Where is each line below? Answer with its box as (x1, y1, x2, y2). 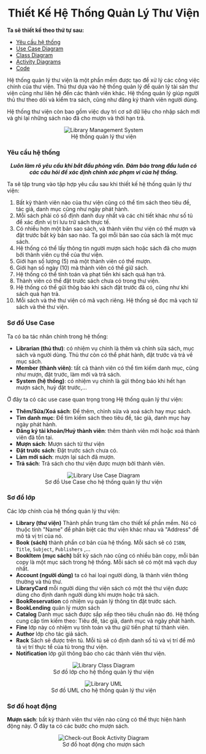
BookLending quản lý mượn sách (15, 604, 101, 611)
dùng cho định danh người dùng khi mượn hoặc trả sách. (15, 591, 159, 598)
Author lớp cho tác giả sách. (15, 630, 88, 637)
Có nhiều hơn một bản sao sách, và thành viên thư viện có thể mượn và (15, 225, 196, 233)
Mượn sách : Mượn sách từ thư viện (15, 440, 105, 448)
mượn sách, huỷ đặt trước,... (15, 384, 88, 391)
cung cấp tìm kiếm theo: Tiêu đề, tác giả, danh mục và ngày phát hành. (15, 617, 196, 624)
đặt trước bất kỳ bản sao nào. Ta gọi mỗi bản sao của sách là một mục (15, 231, 194, 239)
